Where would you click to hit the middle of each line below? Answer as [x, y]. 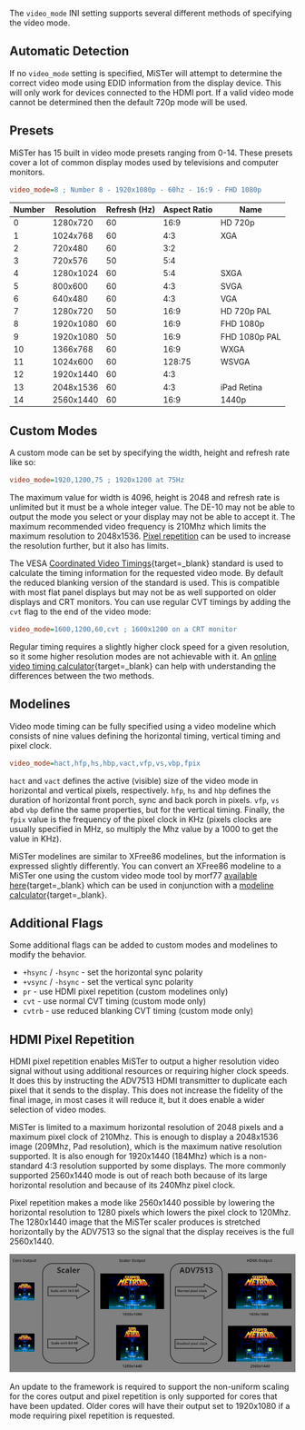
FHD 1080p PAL [251, 336]
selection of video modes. [58, 1110]
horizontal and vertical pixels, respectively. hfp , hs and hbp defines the [140, 790]
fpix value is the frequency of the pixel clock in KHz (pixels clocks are [141, 819]
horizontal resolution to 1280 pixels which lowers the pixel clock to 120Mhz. [150, 1213]
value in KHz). [35, 839]
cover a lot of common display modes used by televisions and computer [144, 162]
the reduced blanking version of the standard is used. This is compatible [144, 582]
